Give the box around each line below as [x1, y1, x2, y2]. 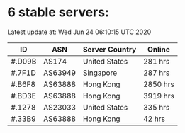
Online [147, 44, 170, 54]
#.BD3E [11, 91, 37, 100]
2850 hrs [142, 79, 175, 89]
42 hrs [142, 114, 165, 124]
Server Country [82, 44, 137, 54]
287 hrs [142, 68, 170, 78]
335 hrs [142, 102, 170, 112]
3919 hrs [142, 91, 175, 100]
